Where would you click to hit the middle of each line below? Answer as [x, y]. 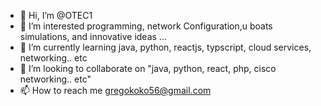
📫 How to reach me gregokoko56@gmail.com [115, 90]
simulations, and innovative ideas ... [93, 36]
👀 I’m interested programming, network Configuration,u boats [146, 26]
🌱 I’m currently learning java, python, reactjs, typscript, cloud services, [165, 47]
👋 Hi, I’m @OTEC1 [56, 15]
